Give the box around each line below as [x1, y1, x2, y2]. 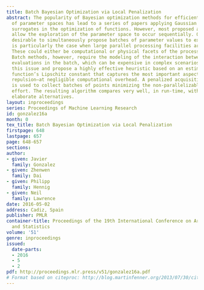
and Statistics [12, 224, 50, 230]
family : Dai [12, 173, 42, 179]
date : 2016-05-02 [6, 201, 50, 207]
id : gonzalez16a [6, 111, 47, 117]
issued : [6, 241, 26, 247]
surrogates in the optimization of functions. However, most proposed [12, 26, 194, 32]
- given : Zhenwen [6, 167, 50, 173]
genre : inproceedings [6, 235, 61, 241]
